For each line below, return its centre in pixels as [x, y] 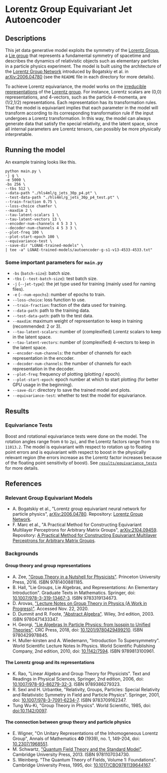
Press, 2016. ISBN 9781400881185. [48, 582]
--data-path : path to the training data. [51, 310]
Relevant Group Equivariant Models [49, 498]
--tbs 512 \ [17, 188]
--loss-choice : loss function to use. [49, 300]
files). [18, 289]
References [23, 484]
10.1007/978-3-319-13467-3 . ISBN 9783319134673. [65, 598]
